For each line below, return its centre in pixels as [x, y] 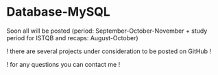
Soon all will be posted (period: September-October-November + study [107, 31]
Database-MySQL [58, 12]
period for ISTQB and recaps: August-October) [72, 37]
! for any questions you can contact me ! [63, 64]
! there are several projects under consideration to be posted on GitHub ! [109, 51]
